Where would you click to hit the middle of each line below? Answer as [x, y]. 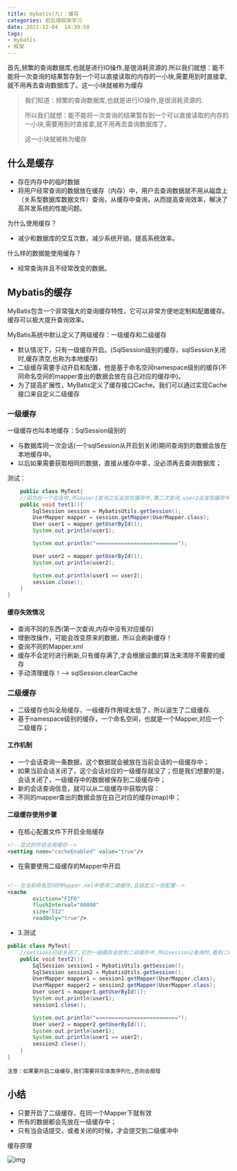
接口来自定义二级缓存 [48, 394]
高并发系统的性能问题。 [51, 208]
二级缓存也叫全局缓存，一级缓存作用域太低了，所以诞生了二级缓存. [114, 710]
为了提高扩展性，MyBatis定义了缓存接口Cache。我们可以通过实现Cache [122, 384]
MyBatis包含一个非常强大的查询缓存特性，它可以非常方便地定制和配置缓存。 [118, 310]
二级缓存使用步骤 [32, 815]
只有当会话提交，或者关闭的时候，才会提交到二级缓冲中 [98, 1130]
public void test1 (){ [51, 504]
